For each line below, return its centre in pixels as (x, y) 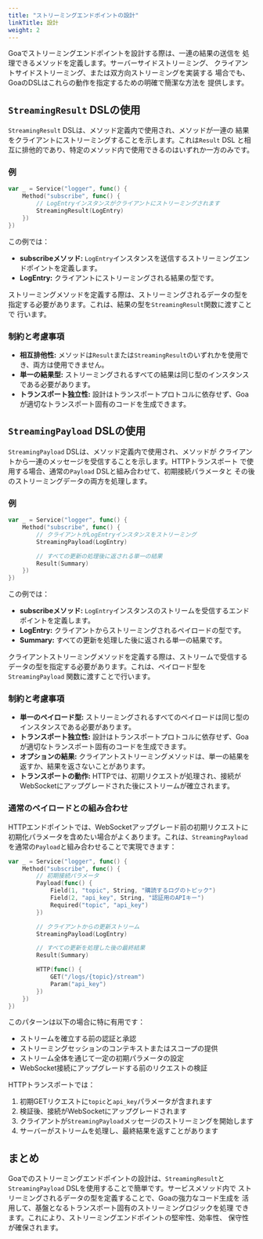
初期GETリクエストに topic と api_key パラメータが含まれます (116, 1102)
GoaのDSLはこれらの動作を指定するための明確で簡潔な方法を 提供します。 (128, 82)
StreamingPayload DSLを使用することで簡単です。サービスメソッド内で (122, 1188)
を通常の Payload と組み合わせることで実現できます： (92, 846)
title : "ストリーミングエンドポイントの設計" (74, 15)
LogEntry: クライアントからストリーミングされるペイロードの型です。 (132, 630)
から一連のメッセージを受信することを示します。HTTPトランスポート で (131, 461)
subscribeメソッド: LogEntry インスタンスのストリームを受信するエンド (134, 611)
